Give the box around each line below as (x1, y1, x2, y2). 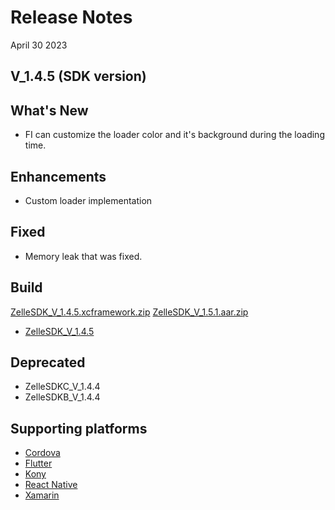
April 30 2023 (10, 39, 68, 51)
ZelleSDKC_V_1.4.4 (24, 381, 101, 393)
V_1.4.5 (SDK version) (10, 68, 147, 85)
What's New (10, 102, 89, 119)
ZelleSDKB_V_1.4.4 (24, 391, 101, 403)
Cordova (24, 447, 61, 459)
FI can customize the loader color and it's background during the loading (24, 129, 325, 141)
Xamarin (24, 489, 60, 501)
